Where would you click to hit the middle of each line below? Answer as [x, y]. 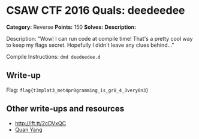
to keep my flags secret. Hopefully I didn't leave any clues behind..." [91, 45]
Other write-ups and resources [65, 109]
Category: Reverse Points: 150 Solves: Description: [71, 27]
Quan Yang [29, 129]
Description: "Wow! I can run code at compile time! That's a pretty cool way [99, 38]
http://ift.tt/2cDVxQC [40, 123]
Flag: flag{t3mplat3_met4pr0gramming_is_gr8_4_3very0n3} [77, 90]
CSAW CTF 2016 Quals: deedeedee [96, 10]
